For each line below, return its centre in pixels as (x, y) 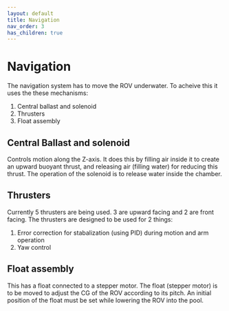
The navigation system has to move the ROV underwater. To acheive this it (112, 86)
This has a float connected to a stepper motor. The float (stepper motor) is (112, 286)
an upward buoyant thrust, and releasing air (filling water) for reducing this (112, 167)
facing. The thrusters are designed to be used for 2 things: (90, 219)
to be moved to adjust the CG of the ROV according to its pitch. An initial (109, 292)
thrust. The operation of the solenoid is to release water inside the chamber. (115, 174)
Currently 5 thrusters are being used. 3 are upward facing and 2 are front (111, 212)
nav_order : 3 (26, 26)
